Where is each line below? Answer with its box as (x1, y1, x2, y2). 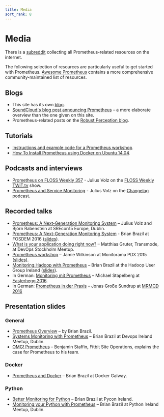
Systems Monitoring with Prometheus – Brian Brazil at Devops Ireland (12, 333, 153, 339)
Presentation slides (5, 302, 66, 311)
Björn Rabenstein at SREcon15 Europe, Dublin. (12, 225, 106, 231)
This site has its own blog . (12, 102, 65, 108)
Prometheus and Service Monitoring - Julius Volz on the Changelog (12, 187, 149, 193)
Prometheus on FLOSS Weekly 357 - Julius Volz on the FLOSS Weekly (12, 177, 155, 183)
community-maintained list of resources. (5, 74, 87, 80)
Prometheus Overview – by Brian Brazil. (12, 328, 92, 334)
